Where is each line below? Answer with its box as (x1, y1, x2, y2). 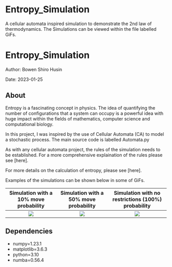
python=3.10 (12, 251, 39, 257)
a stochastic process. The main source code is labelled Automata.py (5, 136, 149, 142)
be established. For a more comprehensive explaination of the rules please (5, 152, 163, 158)
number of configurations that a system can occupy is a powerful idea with (5, 110, 164, 116)
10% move (17, 196, 45, 203)
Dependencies (5, 227, 53, 236)
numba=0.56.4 (12, 257, 45, 263)
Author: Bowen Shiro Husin (5, 66, 62, 72)
